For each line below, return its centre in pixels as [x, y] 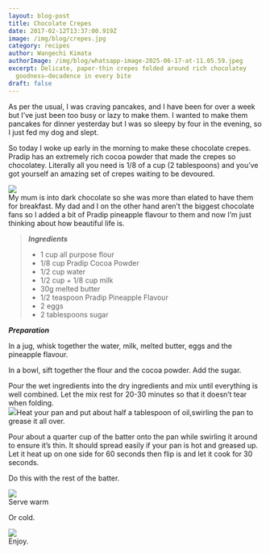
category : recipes [39, 46]
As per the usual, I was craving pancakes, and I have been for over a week [132, 107]
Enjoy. [19, 541]
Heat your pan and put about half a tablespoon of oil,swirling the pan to [135, 412]
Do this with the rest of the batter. [64, 478]
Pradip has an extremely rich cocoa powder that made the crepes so [122, 156]
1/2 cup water [63, 271]
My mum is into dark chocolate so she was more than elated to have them [131, 197]
